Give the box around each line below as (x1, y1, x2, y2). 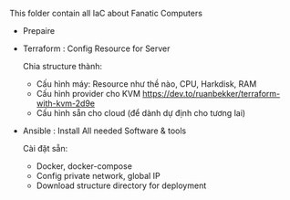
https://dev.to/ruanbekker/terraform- (142, 89, 281, 99)
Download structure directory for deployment (36, 180, 207, 191)
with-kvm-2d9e (36, 98, 96, 109)
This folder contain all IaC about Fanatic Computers (9, 8, 203, 18)
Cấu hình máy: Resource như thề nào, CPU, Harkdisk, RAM (36, 79, 257, 89)
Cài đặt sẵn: (22, 143, 68, 153)
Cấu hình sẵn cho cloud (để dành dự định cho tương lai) (36, 108, 246, 118)
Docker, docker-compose (36, 161, 132, 172)
